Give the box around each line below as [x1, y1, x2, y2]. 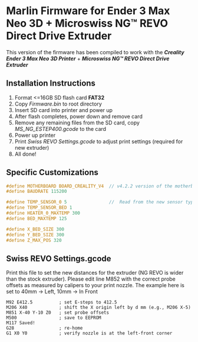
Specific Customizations [6, 167, 99, 177]
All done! [14, 150, 37, 157]
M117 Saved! [6, 320, 35, 326]
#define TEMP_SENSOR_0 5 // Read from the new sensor [6, 199, 183, 205]
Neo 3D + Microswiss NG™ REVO [6, 17, 169, 30]
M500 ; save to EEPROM [6, 315, 101, 321]
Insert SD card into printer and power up [14, 106, 113, 113]
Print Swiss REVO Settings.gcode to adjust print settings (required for [14, 137, 183, 145]
